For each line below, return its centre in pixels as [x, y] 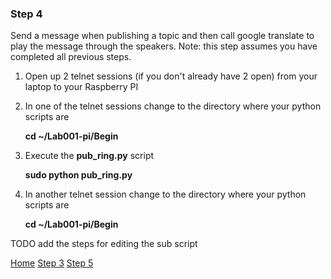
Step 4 [26, 14]
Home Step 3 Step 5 [52, 263]
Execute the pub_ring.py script [89, 156]
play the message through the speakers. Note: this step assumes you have [164, 46]
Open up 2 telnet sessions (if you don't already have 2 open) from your [171, 76]
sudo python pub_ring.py [78, 175]
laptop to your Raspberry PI [81, 87]
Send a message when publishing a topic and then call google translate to [162, 36]
